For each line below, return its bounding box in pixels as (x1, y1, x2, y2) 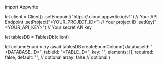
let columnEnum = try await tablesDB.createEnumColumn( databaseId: (5, 44, 150, 49)
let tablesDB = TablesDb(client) (5, 34, 69, 40)
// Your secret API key (47, 24, 92, 30)
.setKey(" (137, 19, 157, 25)
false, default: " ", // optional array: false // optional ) (5, 54, 111, 60)
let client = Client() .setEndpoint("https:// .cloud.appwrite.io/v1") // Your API (5, 14, 158, 19)
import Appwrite (5, 4, 39, 10)
